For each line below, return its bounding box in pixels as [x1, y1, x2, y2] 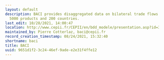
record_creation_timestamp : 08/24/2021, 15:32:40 [5, 34, 108, 39]
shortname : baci [5, 39, 38, 44]
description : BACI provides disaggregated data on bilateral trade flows [5, 12, 159, 16]
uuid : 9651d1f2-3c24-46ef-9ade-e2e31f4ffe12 [5, 47, 97, 52]
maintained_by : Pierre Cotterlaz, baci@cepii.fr [5, 30, 106, 34]
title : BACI [5, 43, 29, 48]
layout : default [5, 7, 38, 12]
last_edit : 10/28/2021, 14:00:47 [5, 20, 73, 26]
